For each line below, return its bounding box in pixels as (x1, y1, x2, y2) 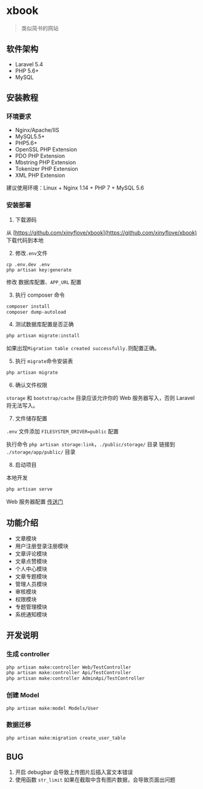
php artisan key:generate (6, 267, 72, 273)
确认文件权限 (15, 381, 47, 389)
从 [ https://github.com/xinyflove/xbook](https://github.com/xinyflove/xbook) (6, 229, 197, 236)
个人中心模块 (15, 565, 47, 572)
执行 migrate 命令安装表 (15, 357, 73, 365)
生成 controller (6, 650, 50, 658)
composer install (6, 303, 50, 309)
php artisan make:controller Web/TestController (6, 664, 131, 670)
